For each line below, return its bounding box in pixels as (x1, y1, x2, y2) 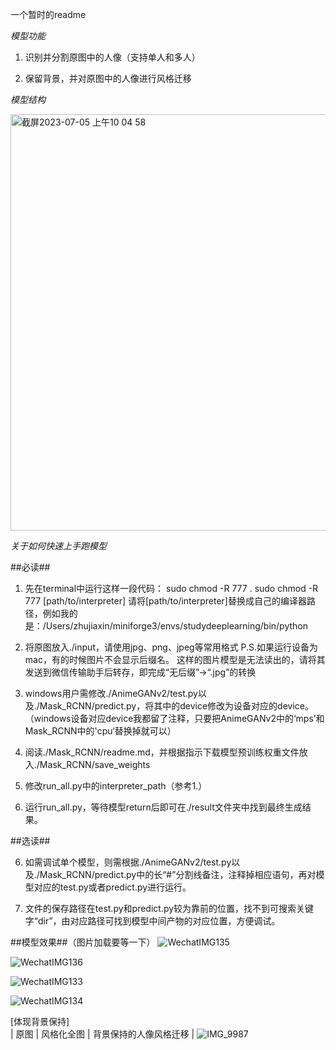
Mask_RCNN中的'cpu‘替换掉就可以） (24, 725, 177, 737)
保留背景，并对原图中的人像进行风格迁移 (24, 73, 192, 84)
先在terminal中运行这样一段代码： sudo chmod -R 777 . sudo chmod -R (24, 583, 319, 594)
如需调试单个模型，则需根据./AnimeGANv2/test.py (24, 856, 232, 868)
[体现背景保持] (10, 1016, 70, 1027)
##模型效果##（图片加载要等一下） (10, 936, 156, 948)
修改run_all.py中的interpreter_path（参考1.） (24, 780, 208, 792)
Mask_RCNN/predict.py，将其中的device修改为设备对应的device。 (39, 700, 314, 712)
